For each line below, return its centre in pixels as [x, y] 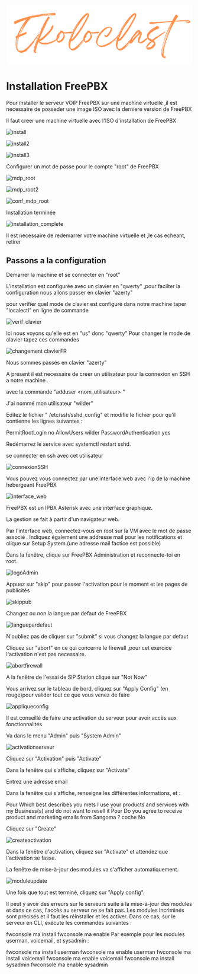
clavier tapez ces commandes [43, 339]
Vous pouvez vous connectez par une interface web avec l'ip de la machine [98, 478]
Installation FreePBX [57, 86]
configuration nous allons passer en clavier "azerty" [69, 292]
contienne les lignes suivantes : [44, 421]
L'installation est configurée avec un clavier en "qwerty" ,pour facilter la [93, 286]
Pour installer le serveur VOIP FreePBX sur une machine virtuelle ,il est [92, 103]
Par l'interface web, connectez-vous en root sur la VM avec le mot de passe [99, 531]
